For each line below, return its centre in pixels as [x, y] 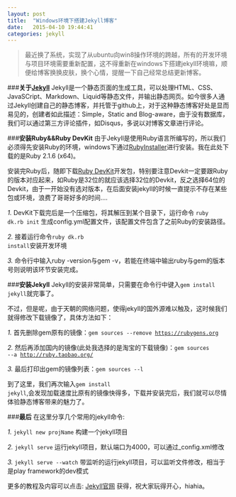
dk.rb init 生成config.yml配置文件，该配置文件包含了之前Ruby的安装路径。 [118, 222]
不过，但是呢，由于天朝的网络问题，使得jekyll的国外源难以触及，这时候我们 [117, 309]
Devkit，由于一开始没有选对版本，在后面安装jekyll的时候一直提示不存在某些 [117, 189]
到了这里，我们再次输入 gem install [59, 384]
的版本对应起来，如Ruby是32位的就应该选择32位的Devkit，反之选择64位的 [116, 180]
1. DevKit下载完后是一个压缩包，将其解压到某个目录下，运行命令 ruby [108, 213]
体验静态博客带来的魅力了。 [48, 402]
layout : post [27, 14]
